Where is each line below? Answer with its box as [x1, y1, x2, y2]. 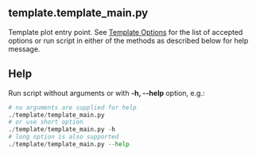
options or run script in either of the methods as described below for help [8, 36, 249, 45]
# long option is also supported [8, 133, 119, 141]
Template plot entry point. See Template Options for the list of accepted [8, 27, 243, 36]
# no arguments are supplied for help [8, 103, 137, 112]
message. [8, 44, 41, 54]
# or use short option [8, 118, 83, 126]
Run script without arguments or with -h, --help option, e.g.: [8, 88, 205, 97]
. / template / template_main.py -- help [8, 140, 130, 148]
